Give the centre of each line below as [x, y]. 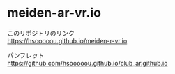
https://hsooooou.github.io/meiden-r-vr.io [67, 40]
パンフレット [26, 55]
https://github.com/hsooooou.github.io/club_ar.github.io [87, 63]
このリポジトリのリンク [41, 33]
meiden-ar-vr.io [54, 13]
